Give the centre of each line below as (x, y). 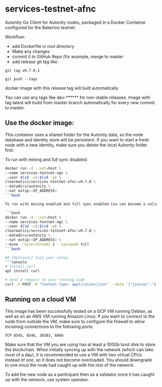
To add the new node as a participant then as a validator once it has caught (80, 374)
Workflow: (15, 37)
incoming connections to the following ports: (49, 326)
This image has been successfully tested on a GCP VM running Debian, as (79, 311)
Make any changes (31, 51)
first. (10, 150)
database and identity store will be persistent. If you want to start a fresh (77, 139)
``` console (16, 262)
